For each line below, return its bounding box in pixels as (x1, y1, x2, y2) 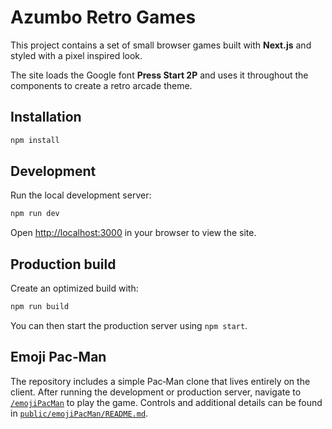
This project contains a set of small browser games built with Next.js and (10, 39, 312, 51)
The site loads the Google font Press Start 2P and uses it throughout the (10, 69, 309, 81)
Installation (10, 109, 82, 126)
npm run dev (10, 209, 60, 219)
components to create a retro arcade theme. (10, 79, 193, 91)
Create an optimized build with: (10, 282, 139, 295)
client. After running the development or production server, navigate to (10, 386, 302, 398)
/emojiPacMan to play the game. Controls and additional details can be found (10, 396, 323, 408)
